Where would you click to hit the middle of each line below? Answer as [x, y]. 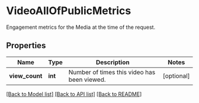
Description [113, 62]
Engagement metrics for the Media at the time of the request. [81, 27]
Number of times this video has [112, 72]
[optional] [176, 76]
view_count [26, 76]
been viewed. [87, 79]
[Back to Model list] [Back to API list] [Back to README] [74, 94]
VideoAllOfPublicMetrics [69, 11]
